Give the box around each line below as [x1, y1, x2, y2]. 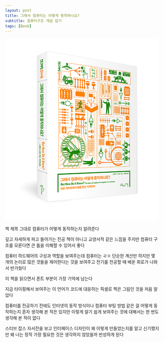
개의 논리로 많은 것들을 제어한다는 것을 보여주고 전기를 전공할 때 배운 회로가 [5, 259, 149, 265]
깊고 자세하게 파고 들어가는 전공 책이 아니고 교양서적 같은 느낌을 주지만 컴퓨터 [5, 236, 153, 242]
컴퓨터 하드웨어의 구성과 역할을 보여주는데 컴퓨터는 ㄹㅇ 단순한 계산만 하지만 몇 [5, 253, 156, 259]
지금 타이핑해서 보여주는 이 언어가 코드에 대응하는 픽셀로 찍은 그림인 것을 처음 [5, 286, 153, 292]
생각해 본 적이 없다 [5, 315, 41, 321]
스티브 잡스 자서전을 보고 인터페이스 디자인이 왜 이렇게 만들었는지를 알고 [5, 325, 142, 332]
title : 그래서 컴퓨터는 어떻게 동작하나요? [5, 13, 80, 18]
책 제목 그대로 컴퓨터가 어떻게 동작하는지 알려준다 [5, 226, 99, 232]
